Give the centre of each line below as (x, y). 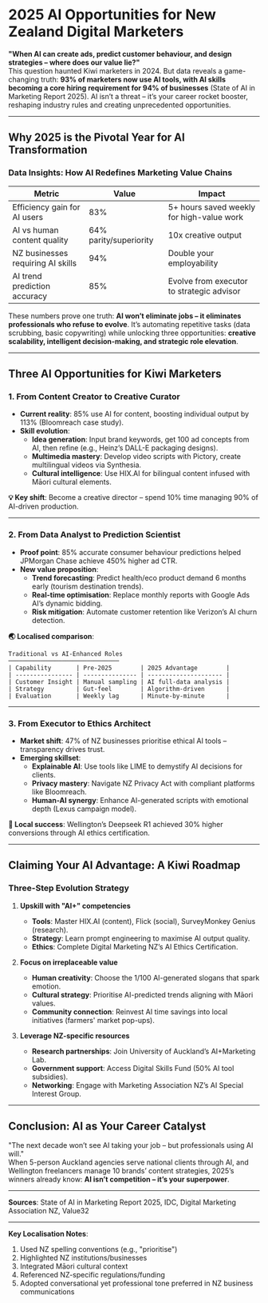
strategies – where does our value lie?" (74, 62)
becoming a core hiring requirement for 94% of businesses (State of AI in (132, 88)
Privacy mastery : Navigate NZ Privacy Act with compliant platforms (143, 783)
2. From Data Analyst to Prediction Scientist (95, 535)
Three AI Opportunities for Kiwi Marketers (115, 374)
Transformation (48, 150)
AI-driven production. (43, 506)
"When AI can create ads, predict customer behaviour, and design (120, 54)
